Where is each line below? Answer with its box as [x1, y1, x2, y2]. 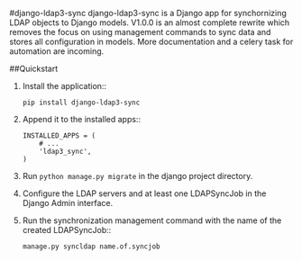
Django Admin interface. [22, 198, 114, 208]
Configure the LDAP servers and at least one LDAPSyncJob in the [22, 188, 267, 199]
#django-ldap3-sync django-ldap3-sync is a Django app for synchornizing [9, 8, 287, 18]
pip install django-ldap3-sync [22, 98, 141, 107]
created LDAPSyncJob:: [22, 225, 112, 235]
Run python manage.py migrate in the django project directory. [22, 171, 253, 181]
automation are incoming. [9, 46, 105, 57]
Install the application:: [22, 81, 106, 91]
